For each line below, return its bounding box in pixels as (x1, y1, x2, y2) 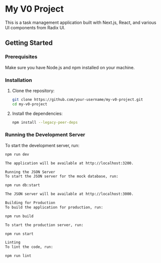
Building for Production (5, 201, 55, 206)
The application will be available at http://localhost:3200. (5, 161, 134, 166)
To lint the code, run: (5, 244, 54, 249)
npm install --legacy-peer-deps (12, 120, 78, 125)
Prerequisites (5, 54, 37, 60)
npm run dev (5, 152, 29, 157)
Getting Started (5, 39, 53, 47)
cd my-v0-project (12, 101, 48, 107)
